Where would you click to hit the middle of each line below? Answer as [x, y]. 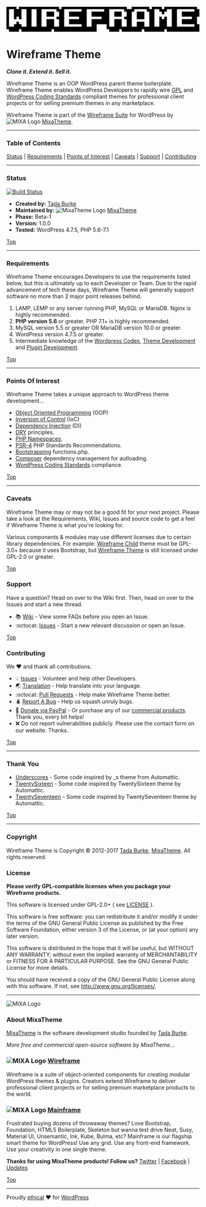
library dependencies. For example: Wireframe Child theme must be [92, 543]
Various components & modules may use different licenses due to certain [99, 537]
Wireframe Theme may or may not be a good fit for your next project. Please [103, 512]
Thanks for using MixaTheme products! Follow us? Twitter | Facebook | [98, 1161]
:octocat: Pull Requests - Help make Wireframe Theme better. [93, 694]
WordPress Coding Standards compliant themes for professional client [95, 96]
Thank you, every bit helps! [50, 717]
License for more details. [38, 967]
